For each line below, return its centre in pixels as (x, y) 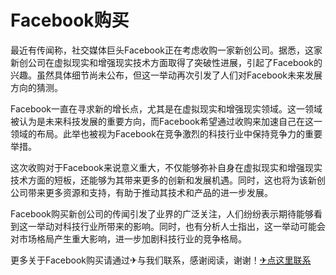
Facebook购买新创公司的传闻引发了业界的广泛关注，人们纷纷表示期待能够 (162, 213)
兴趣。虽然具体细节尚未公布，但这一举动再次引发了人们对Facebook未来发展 (166, 75)
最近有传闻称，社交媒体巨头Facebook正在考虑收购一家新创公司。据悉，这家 (166, 50)
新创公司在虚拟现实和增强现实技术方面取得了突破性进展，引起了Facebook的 (166, 62)
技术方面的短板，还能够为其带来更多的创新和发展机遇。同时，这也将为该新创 (168, 180)
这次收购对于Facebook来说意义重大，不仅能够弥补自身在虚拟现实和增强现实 (166, 167)
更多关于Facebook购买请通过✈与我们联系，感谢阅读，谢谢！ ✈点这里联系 (161, 260)
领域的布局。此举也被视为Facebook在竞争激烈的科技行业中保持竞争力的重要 (166, 133)
